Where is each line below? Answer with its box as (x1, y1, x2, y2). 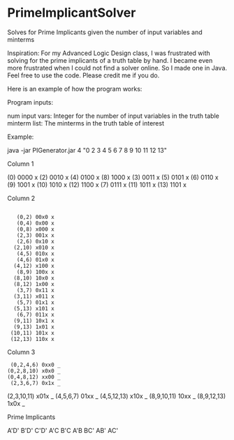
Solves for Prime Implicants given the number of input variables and (7, 28, 203, 36)
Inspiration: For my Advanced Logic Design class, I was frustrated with (7, 49, 211, 57)
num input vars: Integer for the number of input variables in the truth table (7, 112, 220, 120)
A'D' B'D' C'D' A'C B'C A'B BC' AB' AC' (7, 426, 119, 434)
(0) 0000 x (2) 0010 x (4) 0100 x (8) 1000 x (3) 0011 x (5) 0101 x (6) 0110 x (7, 173, 219, 181)
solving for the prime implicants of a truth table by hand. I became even (7, 56, 213, 64)
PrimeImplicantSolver (7, 5, 136, 21)
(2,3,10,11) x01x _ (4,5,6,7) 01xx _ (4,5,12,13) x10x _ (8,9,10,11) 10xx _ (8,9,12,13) (7, 392, 226, 400)
